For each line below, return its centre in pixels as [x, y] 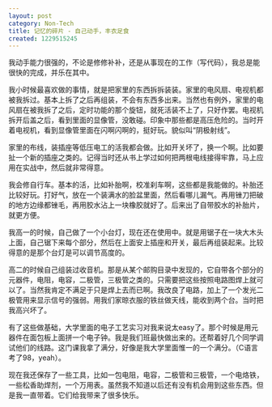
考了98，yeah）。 [37, 358]
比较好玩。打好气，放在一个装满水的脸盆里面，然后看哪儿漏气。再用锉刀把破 [136, 195]
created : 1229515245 [43, 38]
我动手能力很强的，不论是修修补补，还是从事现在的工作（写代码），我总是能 [134, 62]
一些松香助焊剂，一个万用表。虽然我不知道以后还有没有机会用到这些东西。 [132, 385]
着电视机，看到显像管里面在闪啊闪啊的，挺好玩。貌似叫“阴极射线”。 [121, 130]
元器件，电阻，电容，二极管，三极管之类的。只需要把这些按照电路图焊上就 [132, 280]
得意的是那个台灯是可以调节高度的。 [69, 252]
